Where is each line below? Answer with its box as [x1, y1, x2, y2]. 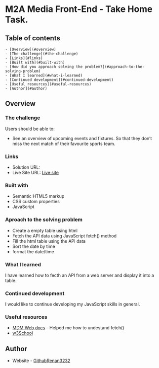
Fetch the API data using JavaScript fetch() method [12, 232, 117, 239]
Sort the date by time [12, 243, 55, 249]
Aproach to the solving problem [5, 216, 83, 223]
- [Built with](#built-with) [5, 60, 65, 65]
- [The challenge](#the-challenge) [5, 51, 79, 56]
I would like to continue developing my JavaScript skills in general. [5, 301, 140, 307]
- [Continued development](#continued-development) [5, 77, 114, 82]
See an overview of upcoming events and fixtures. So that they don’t [12, 135, 152, 141]
